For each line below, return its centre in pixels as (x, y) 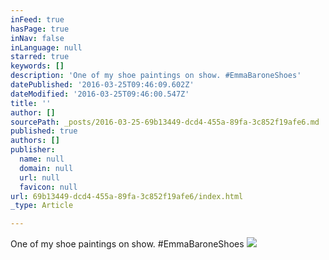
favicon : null (48, 187)
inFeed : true (37, 19)
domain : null (46, 168)
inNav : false (37, 38)
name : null (42, 159)
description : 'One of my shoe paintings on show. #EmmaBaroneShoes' (156, 76)
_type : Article (42, 206)
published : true (44, 131)
